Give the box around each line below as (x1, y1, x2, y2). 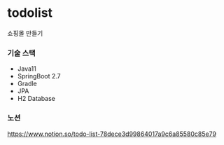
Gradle (17, 79, 37, 88)
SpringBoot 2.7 (17, 72, 61, 81)
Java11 (17, 64, 36, 73)
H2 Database (17, 95, 56, 103)
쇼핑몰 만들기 (7, 29, 43, 37)
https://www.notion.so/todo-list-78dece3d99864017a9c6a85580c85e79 (7, 130, 217, 138)
